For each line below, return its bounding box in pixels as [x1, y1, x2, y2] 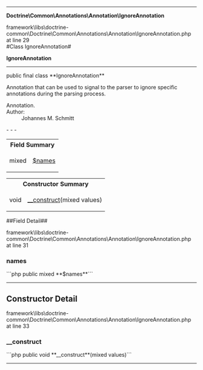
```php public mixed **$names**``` [6, 270, 94, 278]
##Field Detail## [6, 217, 48, 224]
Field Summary [10, 141, 55, 148]
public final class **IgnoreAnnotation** [6, 72, 105, 79]
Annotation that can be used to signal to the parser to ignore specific [6, 84, 178, 91]
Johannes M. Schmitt [21, 115, 74, 121]
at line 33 [6, 322, 30, 330]
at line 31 [6, 242, 28, 249]
